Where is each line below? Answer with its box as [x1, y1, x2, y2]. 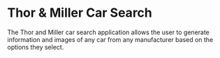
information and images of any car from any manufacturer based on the [7, 35, 214, 43]
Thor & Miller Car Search [7, 5, 152, 21]
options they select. [7, 43, 64, 51]
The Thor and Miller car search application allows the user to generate [7, 28, 210, 36]
